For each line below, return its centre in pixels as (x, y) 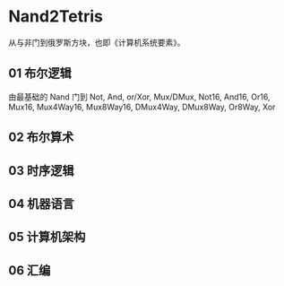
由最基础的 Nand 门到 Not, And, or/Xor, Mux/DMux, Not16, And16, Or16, (139, 97)
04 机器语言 (42, 204)
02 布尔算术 (41, 138)
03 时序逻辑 (41, 171)
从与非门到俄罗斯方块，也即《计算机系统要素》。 (97, 42)
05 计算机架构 (47, 237)
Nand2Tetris (56, 17)
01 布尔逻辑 (40, 74)
